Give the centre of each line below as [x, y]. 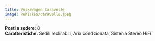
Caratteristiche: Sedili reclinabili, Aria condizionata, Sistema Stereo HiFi [78, 33]
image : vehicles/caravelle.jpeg [38, 14]
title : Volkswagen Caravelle [35, 10]
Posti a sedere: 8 [23, 28]
